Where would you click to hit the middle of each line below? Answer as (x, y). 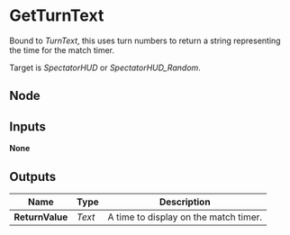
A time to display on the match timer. (185, 217)
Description (185, 202)
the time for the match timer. (62, 50)
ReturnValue (41, 217)
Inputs (28, 127)
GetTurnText (57, 16)
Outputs (33, 176)
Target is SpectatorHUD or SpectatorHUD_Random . (105, 68)
